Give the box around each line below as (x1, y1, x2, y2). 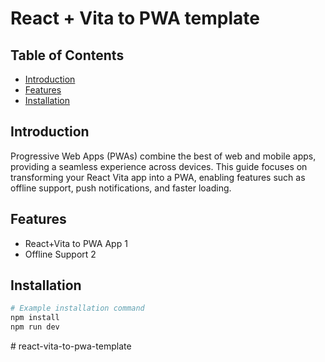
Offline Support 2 (24, 248, 97, 260)
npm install (10, 313, 60, 323)
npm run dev (10, 322, 60, 332)
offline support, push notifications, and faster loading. (10, 182, 232, 194)
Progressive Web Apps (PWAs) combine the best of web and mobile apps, (10, 150, 317, 162)
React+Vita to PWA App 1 (24, 237, 128, 249)
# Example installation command (10, 303, 145, 314)
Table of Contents (10, 47, 125, 64)
